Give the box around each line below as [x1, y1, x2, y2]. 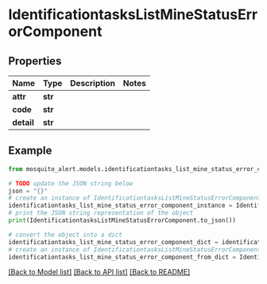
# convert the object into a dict [8, 231, 123, 239]
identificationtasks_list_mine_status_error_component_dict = [8, 238, 219, 246]
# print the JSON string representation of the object [8, 209, 194, 217]
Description [70, 78, 115, 88]
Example [8, 144, 52, 158]
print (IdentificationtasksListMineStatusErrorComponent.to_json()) [8, 216, 237, 224]
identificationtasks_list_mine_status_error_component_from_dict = [8, 253, 237, 261]
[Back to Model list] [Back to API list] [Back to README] [8, 267, 191, 277]
